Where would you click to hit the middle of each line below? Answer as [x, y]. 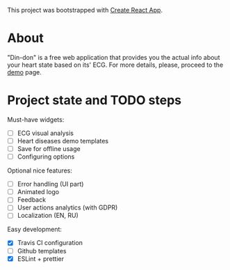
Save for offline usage [49, 149]
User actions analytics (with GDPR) [67, 207]
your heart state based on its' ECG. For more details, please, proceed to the [115, 65]
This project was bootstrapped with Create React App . [85, 10]
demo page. [24, 72]
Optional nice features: [40, 170]
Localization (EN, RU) [48, 216]
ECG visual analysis [46, 133]
